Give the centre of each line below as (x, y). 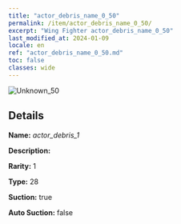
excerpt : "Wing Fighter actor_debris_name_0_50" (91, 30)
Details (26, 116)
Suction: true (30, 197)
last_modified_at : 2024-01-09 (59, 38)
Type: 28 (23, 182)
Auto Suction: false (41, 212)
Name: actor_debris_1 (44, 135)
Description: (29, 150)
